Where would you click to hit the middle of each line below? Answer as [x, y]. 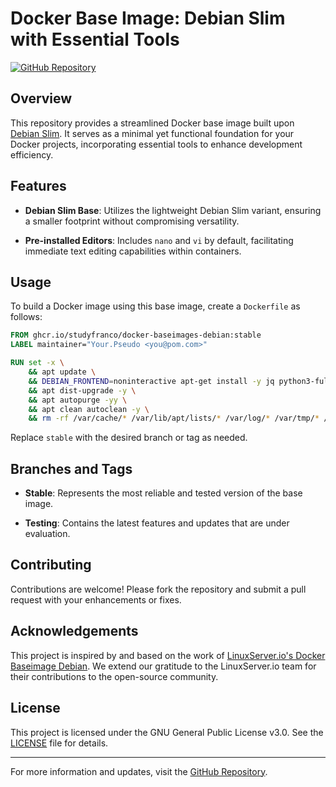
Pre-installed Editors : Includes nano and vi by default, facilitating [159, 240]
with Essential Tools [95, 39]
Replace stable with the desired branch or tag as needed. [129, 438]
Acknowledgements [74, 631]
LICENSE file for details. [59, 743]
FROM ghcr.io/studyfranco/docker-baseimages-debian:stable [136, 335]
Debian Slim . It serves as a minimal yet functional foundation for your [152, 133]
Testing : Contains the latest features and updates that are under [157, 523]
